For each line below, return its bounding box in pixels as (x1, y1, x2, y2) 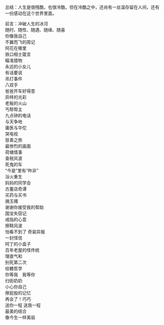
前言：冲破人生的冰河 (5, 21, 48, 26)
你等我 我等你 (5, 272, 35, 278)
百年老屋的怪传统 (5, 247, 40, 253)
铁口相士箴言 (5, 51, 31, 57)
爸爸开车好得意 (5, 88, 35, 94)
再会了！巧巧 (5, 296, 31, 302)
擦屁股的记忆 (5, 290, 31, 296)
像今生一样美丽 (5, 315, 35, 320)
